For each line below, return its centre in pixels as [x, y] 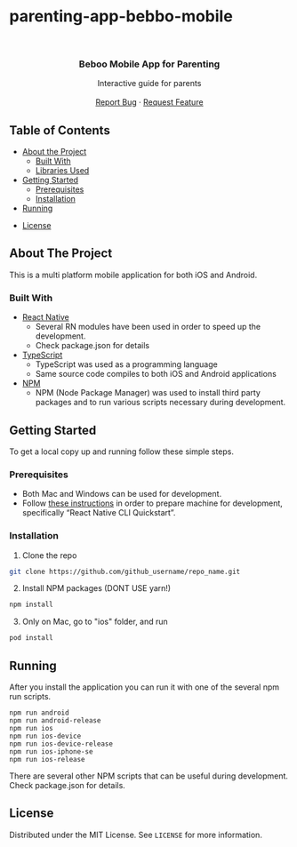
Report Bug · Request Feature [149, 102]
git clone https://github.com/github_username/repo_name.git [125, 571]
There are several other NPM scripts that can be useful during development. [149, 776]
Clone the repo [49, 555]
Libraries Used [62, 171]
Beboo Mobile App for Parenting [149, 64]
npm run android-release [55, 721]
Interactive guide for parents [149, 84]
